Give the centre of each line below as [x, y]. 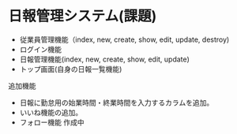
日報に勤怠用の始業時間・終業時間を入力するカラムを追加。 [117, 102]
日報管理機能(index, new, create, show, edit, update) [104, 59]
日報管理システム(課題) [83, 16]
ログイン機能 [40, 49]
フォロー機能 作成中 [52, 122]
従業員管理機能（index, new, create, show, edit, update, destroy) [124, 39]
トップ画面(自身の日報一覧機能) [71, 69]
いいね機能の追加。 [51, 112]
